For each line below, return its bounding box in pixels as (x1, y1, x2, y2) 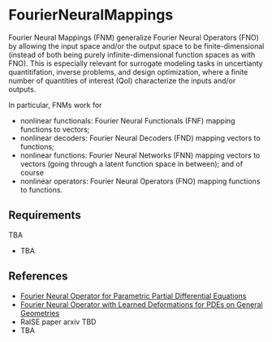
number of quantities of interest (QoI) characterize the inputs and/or (8, 76, 236, 85)
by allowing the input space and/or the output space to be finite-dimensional (8, 41, 265, 50)
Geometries (19, 308, 60, 318)
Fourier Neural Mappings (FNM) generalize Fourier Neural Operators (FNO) (8, 32, 260, 42)
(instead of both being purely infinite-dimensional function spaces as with (8, 50, 256, 59)
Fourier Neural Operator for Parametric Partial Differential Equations (19, 291, 247, 301)
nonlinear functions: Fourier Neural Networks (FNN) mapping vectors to (19, 150, 261, 160)
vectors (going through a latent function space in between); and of (19, 158, 244, 168)
